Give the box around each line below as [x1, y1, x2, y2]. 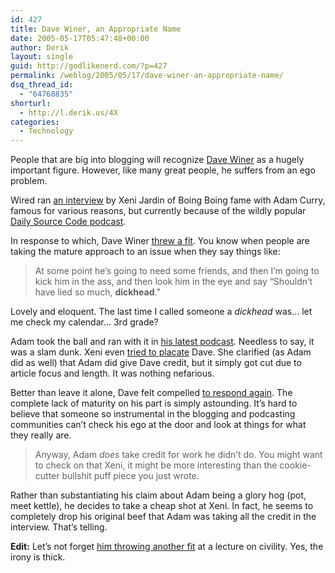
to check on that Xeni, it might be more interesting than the [34, 459, 278, 471]
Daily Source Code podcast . [10, 216, 127, 228]
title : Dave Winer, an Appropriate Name [10, 24, 182, 34]
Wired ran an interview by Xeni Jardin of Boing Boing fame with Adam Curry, [10, 194, 326, 206]
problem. [10, 175, 48, 187]
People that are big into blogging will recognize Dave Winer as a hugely [10, 154, 305, 166]
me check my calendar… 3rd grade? [10, 316, 159, 328]
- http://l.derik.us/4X [19, 107, 118, 118]
